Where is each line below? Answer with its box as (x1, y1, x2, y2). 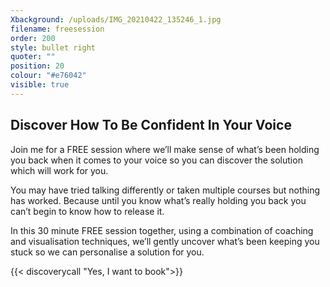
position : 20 (10, 61, 65, 71)
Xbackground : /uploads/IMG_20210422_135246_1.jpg (10, 14, 222, 25)
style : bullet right (10, 42, 97, 53)
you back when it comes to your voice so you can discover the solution (10, 154, 303, 166)
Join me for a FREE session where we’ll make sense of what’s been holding (10, 143, 320, 155)
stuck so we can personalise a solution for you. (10, 246, 205, 258)
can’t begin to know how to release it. (10, 205, 165, 217)
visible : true (10, 80, 70, 90)
